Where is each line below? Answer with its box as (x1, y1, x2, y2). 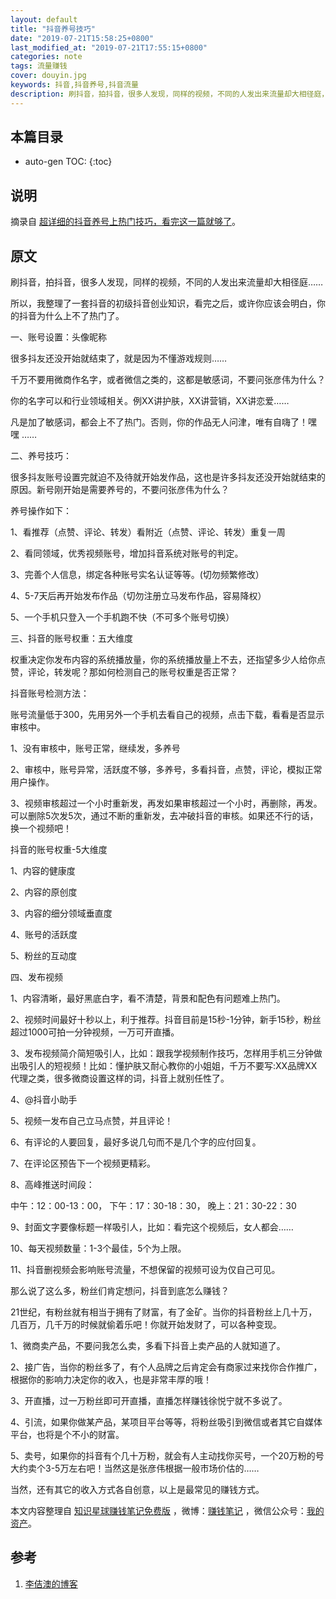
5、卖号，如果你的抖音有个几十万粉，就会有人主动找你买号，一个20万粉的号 (10, 1450, 325, 1462)
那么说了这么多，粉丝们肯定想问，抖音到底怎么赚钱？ (10, 1285, 230, 1297)
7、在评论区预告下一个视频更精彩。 (10, 1157, 156, 1170)
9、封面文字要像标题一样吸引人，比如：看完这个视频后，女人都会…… (10, 1221, 294, 1233)
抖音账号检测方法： (10, 687, 90, 700)
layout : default (10, 14, 78, 25)
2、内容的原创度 (10, 886, 78, 898)
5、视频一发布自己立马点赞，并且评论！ (10, 1115, 174, 1127)
